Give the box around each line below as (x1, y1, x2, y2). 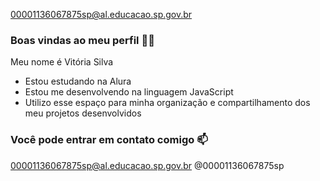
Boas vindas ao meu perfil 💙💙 (10, 33, 155, 47)
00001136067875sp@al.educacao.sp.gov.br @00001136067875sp (10, 159, 285, 171)
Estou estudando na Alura (24, 75, 132, 88)
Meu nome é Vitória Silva (10, 56, 114, 68)
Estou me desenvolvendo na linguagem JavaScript (24, 86, 234, 98)
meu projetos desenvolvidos (24, 107, 142, 119)
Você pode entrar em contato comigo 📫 (10, 133, 208, 147)
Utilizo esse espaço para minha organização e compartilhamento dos (24, 97, 311, 109)
